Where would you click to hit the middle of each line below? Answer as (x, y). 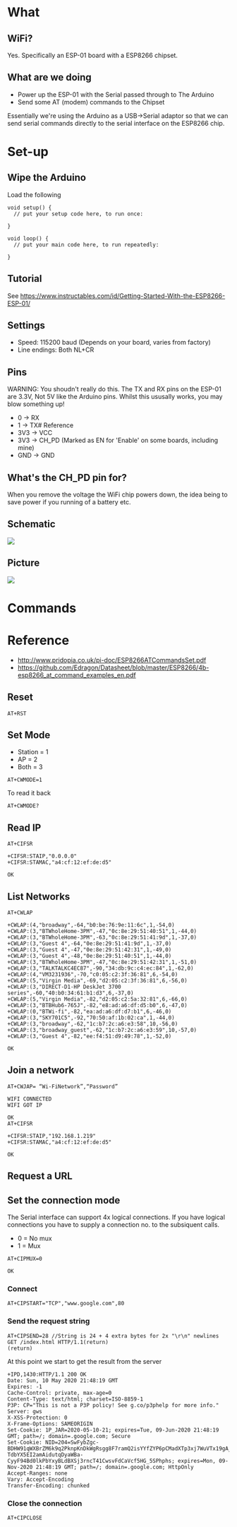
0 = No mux (35, 1238)
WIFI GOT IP (25, 1105)
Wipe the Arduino (47, 178)
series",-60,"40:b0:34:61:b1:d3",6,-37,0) (71, 993)
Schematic (31, 524)
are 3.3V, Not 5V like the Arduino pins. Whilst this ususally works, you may (115, 397)
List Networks (39, 897)
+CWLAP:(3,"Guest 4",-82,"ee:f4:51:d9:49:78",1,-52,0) (90, 1036)
